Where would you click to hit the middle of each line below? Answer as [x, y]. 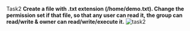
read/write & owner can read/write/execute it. [65, 22]
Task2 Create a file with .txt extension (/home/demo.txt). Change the [95, 9]
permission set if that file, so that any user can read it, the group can [94, 15]
